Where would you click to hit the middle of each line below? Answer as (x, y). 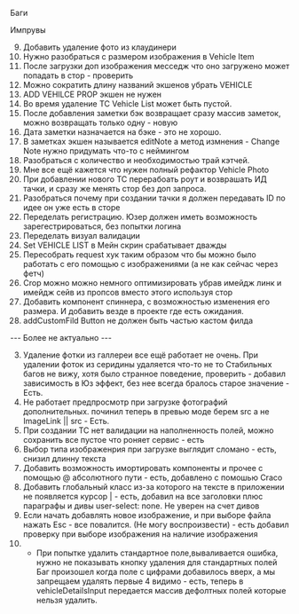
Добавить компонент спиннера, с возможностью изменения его (146, 302)
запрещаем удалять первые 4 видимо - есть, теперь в (140, 581)
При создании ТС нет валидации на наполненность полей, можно (148, 430)
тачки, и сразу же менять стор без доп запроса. (114, 189)
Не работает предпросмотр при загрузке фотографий (125, 402)
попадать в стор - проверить (78, 75)
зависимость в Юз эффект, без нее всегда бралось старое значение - (156, 383)
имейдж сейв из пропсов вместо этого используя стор (128, 292)
